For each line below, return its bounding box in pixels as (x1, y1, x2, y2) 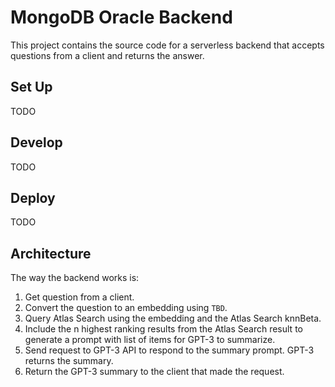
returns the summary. (24, 355, 114, 367)
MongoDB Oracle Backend (10, 6, 233, 29)
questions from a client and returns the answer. (10, 49, 205, 61)
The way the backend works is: (10, 272, 140, 284)
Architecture (10, 245, 92, 262)
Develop (10, 134, 63, 151)
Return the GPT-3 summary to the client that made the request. (24, 366, 285, 378)
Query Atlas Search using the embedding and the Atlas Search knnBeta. (24, 312, 322, 325)
